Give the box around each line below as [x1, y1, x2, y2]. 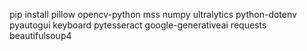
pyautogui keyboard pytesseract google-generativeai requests [9, 19, 267, 31]
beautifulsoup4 [9, 30, 72, 41]
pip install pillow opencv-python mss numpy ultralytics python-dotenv [9, 9, 297, 20]
